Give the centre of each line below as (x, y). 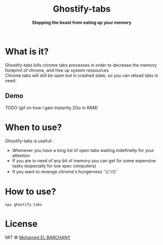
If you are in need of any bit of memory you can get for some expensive (84, 160)
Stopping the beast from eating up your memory (82, 22)
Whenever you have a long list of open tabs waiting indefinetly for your (83, 150)
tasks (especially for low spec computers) (54, 166)
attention (21, 155)
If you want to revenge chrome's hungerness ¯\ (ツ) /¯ (65, 171)
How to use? (31, 191)
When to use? (34, 127)
